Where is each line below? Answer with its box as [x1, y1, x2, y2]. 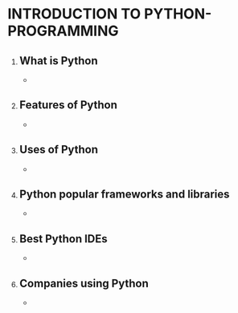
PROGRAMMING [7, 22, 119, 40]
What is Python [18, 54, 98, 67]
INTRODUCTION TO [7, 5, 142, 23]
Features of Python [18, 98, 118, 112]
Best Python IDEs [18, 232, 108, 246]
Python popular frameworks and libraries [18, 188, 230, 201]
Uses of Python [18, 143, 98, 156]
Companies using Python [18, 276, 150, 290]
